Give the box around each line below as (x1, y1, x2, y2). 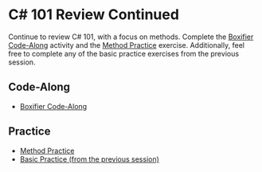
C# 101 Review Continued (8, 6, 179, 24)
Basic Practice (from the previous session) (19, 154, 159, 164)
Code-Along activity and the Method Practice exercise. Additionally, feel (8, 40, 245, 49)
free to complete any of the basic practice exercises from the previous (8, 49, 240, 58)
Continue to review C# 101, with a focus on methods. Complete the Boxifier (8, 32, 254, 41)
